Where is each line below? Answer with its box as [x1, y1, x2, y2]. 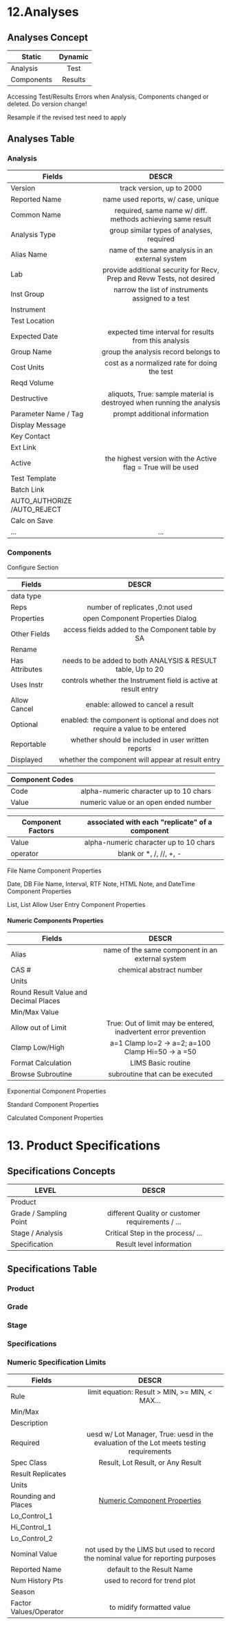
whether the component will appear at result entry [58, 755, 221, 764]
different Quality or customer [107, 1209, 201, 1218]
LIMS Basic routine [130, 1059, 191, 1068]
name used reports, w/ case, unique [102, 194, 219, 204]
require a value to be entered [93, 724, 187, 733]
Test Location [10, 316, 55, 325]
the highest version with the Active [104, 453, 217, 463]
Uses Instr [10, 679, 43, 689]
